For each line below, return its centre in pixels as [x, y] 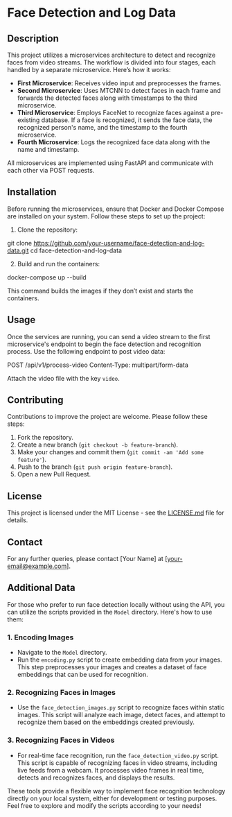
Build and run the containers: [59, 264]
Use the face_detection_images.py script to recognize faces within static [121, 707]
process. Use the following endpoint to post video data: [86, 351]
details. [18, 520]
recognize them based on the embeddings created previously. [106, 722]
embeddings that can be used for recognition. [83, 675]
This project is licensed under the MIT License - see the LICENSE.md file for [116, 513]
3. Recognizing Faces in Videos [61, 740]
